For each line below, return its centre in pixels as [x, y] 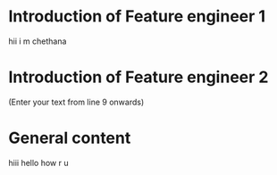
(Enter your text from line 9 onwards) [76, 102]
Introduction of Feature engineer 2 [138, 77]
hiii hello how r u [38, 162]
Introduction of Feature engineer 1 [137, 17]
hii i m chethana [38, 41]
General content [70, 138]
